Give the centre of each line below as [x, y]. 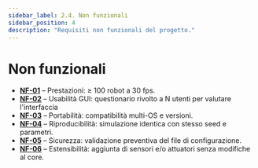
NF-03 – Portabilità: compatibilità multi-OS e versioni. [106, 115]
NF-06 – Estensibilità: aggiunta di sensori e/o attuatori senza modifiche [135, 149]
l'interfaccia [39, 108]
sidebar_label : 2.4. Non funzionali [68, 15]
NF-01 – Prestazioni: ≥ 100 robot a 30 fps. [87, 90]
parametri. [36, 132]
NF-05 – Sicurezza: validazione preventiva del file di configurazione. [131, 141]
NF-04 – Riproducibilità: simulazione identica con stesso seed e [123, 124]
